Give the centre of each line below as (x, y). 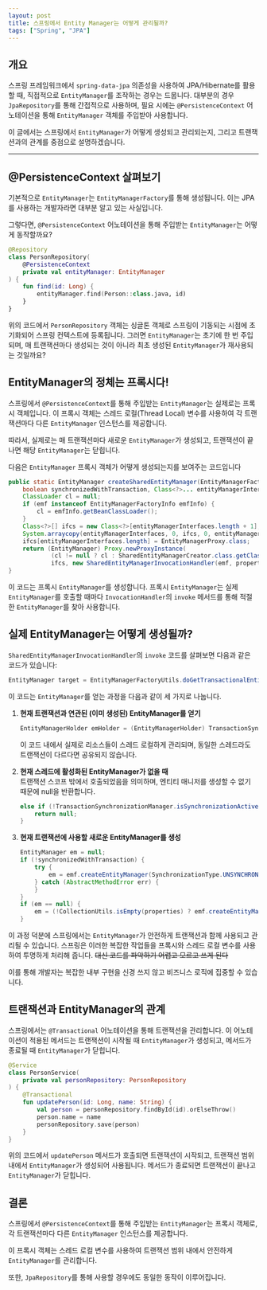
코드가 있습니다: (33, 665)
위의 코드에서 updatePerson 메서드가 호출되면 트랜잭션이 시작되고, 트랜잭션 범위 (131, 1155)
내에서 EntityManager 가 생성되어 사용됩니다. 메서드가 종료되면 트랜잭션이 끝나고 (132, 1165)
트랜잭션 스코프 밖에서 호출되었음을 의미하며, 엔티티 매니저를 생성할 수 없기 (135, 781)
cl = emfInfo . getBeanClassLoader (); (97, 512)
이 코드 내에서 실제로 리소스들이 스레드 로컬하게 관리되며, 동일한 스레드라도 (135, 745)
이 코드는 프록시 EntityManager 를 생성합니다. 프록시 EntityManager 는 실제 (123, 587)
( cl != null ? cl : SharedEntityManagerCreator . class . (143, 556)
